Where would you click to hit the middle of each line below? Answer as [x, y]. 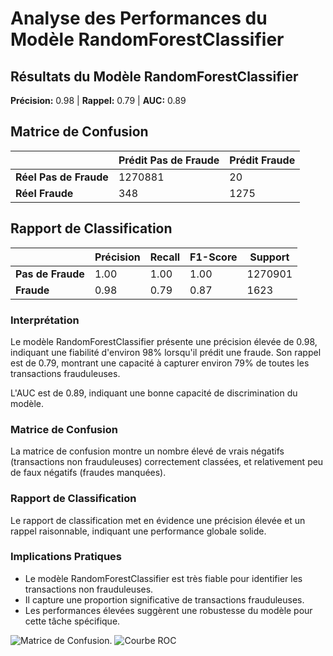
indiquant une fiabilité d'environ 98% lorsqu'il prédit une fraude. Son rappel [166, 352]
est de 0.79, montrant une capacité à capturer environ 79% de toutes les [160, 363]
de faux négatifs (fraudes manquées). [88, 473]
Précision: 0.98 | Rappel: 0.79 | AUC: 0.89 [98, 100]
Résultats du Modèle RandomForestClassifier [154, 76]
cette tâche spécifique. [72, 621]
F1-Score [213, 257]
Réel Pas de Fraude [62, 177]
